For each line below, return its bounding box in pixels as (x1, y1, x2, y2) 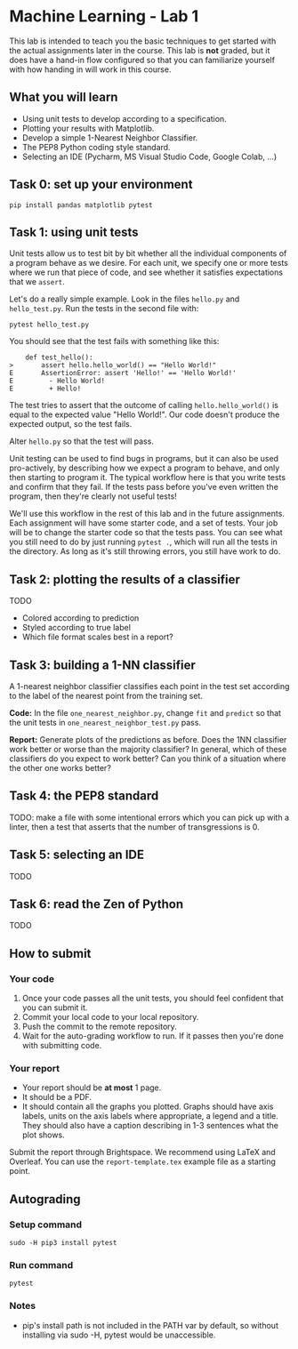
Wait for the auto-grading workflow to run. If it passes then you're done (21, 1031, 285, 1041)
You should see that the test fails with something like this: (9, 336, 220, 347)
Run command (9, 1259, 74, 1272)
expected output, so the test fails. (9, 419, 133, 430)
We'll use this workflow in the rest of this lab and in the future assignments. (9, 509, 285, 519)
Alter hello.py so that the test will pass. (9, 436, 154, 446)
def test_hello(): (25, 353, 93, 362)
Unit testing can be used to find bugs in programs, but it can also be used (9, 454, 278, 464)
